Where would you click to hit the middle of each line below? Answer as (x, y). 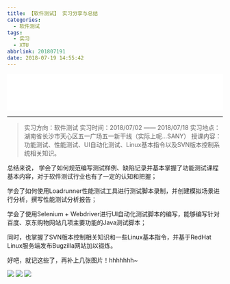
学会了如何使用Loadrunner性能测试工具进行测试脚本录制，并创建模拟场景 (111, 191)
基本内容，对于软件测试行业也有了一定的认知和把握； (82, 176)
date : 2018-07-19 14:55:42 (46, 58)
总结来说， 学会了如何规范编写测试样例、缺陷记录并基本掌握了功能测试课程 (113, 168)
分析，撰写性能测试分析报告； (55, 199)
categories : (24, 20)
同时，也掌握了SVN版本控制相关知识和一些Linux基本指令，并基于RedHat (110, 237)
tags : (15, 33)
